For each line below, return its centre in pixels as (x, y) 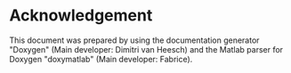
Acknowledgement (81, 16)
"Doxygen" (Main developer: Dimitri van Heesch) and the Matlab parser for (146, 49)
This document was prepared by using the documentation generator (134, 40)
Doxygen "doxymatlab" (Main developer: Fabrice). (101, 59)
